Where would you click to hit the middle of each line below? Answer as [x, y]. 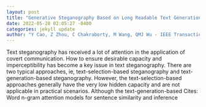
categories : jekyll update [41, 29]
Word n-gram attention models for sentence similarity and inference [92, 98]
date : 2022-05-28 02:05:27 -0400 [49, 23]
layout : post [23, 12]
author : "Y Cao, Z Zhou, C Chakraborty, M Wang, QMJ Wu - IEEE [89, 35]
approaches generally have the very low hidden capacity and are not [93, 85]
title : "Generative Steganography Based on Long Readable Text [89, 18]
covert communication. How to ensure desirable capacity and [84, 59]
